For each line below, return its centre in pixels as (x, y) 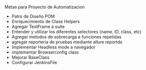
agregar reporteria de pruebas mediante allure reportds (67, 42)
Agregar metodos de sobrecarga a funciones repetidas (66, 37)
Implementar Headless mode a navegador (53, 47)
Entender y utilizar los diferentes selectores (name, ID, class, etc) (76, 32)
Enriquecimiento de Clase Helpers (46, 21)
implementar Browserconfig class (45, 52)
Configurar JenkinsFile (34, 63)
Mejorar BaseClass (30, 57)
